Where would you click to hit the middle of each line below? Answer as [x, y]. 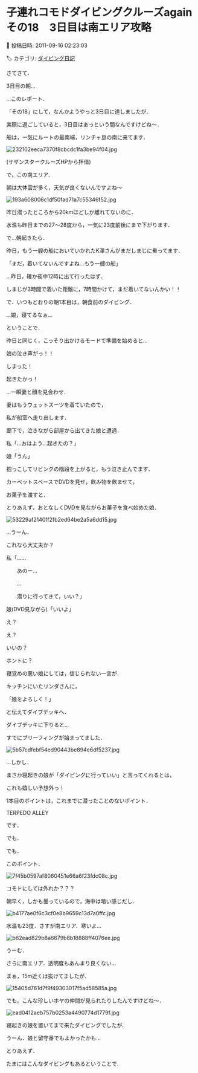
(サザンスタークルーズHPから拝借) [49, 161]
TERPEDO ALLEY [27, 812]
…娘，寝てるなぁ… [30, 314]
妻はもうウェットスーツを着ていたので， [56, 404]
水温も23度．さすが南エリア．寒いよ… [54, 926]
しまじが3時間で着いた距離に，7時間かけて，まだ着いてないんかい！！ [94, 289]
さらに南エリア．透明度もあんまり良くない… [61, 963]
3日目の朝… [21, 86]
